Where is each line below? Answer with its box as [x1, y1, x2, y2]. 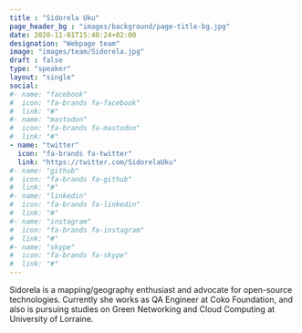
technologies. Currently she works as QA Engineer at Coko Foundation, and [9, 294, 294, 305]
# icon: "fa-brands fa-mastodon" [9, 124, 141, 133]
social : [9, 81, 39, 90]
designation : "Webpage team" [9, 38, 120, 48]
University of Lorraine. [9, 314, 94, 324]
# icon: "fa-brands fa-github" [9, 174, 132, 183]
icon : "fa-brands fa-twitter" [17, 149, 132, 158]
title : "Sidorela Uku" [9, 13, 100, 23]
